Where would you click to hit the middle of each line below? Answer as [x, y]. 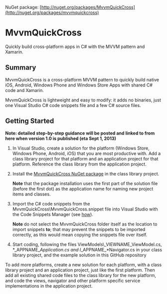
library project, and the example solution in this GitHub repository [79, 255]
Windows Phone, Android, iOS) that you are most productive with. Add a [86, 153]
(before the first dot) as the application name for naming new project [83, 188]
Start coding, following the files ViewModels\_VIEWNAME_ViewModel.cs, [87, 244]
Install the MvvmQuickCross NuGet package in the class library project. [86, 173]
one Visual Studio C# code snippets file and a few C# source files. [73, 105]
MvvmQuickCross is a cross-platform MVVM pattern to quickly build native [82, 79]
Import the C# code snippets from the [51, 203]
